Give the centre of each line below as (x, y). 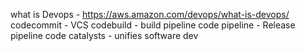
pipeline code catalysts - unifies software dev (104, 35)
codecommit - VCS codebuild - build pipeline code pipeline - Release (153, 25)
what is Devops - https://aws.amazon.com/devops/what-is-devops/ (150, 14)
